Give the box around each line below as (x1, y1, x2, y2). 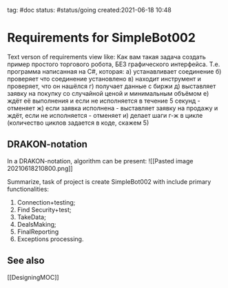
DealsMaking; (17, 220, 56, 228)
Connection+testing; (17, 198, 76, 206)
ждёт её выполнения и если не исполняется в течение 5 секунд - (7, 96, 201, 105)
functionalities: (7, 185, 50, 193)
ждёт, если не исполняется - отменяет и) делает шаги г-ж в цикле (7, 111, 203, 119)
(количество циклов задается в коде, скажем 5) (7, 119, 149, 127)
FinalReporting (17, 227, 59, 236)
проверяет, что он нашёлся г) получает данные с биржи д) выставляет (7, 82, 216, 90)
